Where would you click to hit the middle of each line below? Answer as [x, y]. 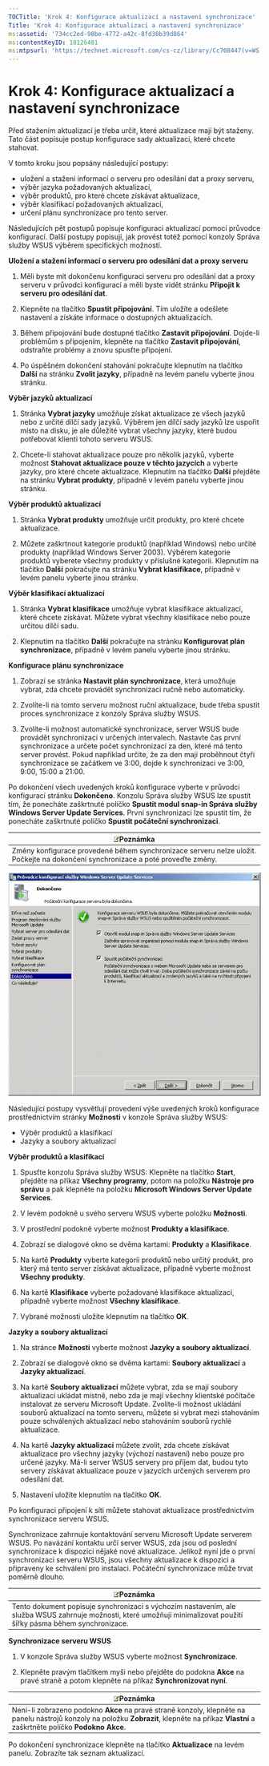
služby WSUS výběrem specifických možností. [85, 245]
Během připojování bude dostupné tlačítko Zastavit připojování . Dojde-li [140, 333]
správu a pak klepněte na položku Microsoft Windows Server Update [136, 1189]
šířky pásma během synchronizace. [70, 1623]
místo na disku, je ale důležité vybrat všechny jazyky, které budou [128, 431]
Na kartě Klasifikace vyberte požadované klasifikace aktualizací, [127, 1292]
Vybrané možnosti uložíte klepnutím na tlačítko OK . [104, 1316]
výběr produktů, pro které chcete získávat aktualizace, [110, 196]
